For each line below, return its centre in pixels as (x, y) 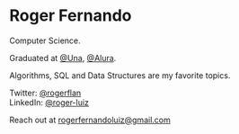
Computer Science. (45, 40)
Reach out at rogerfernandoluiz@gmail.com (90, 120)
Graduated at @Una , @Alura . (63, 58)
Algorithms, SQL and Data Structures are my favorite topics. (120, 75)
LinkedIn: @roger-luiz (49, 102)
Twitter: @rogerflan (45, 93)
